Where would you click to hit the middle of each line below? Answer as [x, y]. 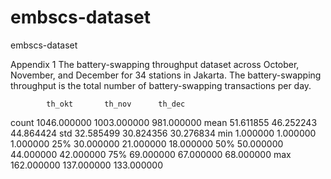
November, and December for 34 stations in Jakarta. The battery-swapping [166, 75]
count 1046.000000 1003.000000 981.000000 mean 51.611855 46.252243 [164, 122]
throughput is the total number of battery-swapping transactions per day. [161, 85]
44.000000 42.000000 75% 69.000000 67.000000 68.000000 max [151, 154]
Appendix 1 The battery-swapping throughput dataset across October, [155, 64]
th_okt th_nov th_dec [116, 104]
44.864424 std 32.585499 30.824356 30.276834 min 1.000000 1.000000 [163, 133]
